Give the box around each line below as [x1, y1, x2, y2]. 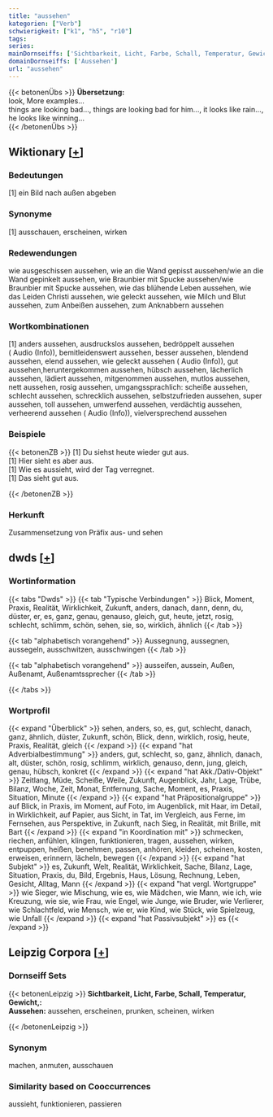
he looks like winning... [8, 113, 85, 123]
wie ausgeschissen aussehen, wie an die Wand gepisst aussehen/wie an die [8, 266, 264, 276]
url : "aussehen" [8, 65, 63, 73]
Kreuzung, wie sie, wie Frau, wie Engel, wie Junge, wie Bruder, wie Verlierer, [8, 896, 264, 905]
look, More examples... [8, 95, 85, 106]
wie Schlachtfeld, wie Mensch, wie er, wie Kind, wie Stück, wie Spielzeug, [8, 905, 256, 914]
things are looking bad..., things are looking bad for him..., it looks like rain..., [8, 104, 264, 114]
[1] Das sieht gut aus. [8, 473, 79, 482]
